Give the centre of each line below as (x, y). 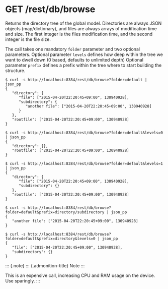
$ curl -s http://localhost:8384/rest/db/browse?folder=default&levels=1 (84, 163)
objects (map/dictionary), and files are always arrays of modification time (81, 28)
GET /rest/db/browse (50, 9)
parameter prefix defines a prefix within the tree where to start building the (83, 65)
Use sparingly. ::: (23, 280)
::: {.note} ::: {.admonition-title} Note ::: (45, 265)
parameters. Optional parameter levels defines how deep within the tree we (84, 54)
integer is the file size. (28, 39)
